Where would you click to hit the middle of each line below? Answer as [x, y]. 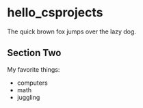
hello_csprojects [55, 13]
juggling [28, 97]
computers [32, 83]
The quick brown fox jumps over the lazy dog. [72, 31]
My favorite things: [34, 69]
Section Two [34, 53]
